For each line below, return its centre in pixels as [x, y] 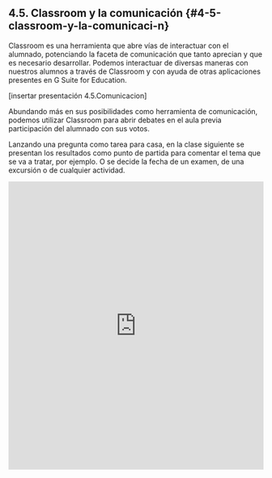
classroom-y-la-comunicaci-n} [89, 26]
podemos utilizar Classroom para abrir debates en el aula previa [115, 120]
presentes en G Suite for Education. [68, 79]
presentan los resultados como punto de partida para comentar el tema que [135, 152]
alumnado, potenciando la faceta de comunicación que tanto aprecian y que [136, 54]
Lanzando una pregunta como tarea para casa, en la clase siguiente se [126, 144]
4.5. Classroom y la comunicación [96, 13]
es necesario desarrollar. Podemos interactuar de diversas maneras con [128, 62]
